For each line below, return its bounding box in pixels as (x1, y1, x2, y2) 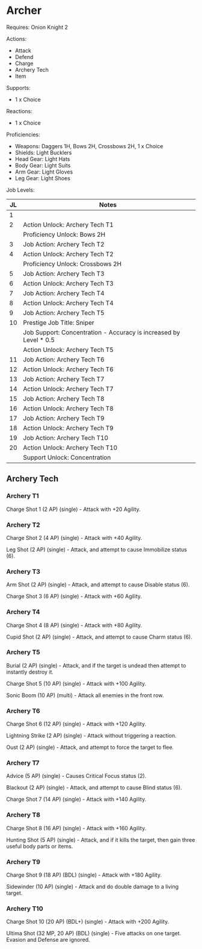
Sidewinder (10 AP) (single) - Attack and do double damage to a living (6, 883, 179, 890)
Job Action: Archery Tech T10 (23, 433, 109, 442)
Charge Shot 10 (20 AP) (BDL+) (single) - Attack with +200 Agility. (6, 918, 170, 926)
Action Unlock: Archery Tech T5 (23, 345, 114, 354)
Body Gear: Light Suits (14, 161, 71, 169)
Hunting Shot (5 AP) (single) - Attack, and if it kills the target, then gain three (6, 836, 195, 844)
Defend (14, 53, 34, 60)
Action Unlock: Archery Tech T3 (23, 279, 114, 287)
